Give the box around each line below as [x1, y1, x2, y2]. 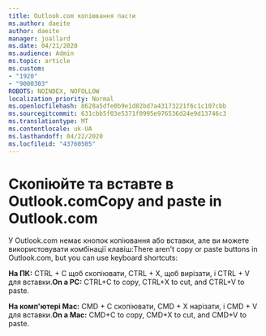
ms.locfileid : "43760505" [8, 139, 96, 148]
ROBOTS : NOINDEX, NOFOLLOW [8, 87, 100, 96]
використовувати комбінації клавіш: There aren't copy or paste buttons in [8, 245, 258, 254]
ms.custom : [8, 65, 45, 73]
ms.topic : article [8, 57, 71, 66]
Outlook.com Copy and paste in [8, 192, 222, 211]
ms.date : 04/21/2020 [8, 42, 79, 50]
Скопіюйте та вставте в [8, 175, 174, 193]
